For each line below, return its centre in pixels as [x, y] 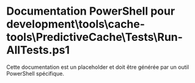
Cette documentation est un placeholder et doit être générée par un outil [98, 67]
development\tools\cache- [76, 24]
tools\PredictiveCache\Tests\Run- [95, 37]
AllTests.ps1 [38, 50]
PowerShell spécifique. [35, 73]
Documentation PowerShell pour [91, 11]
